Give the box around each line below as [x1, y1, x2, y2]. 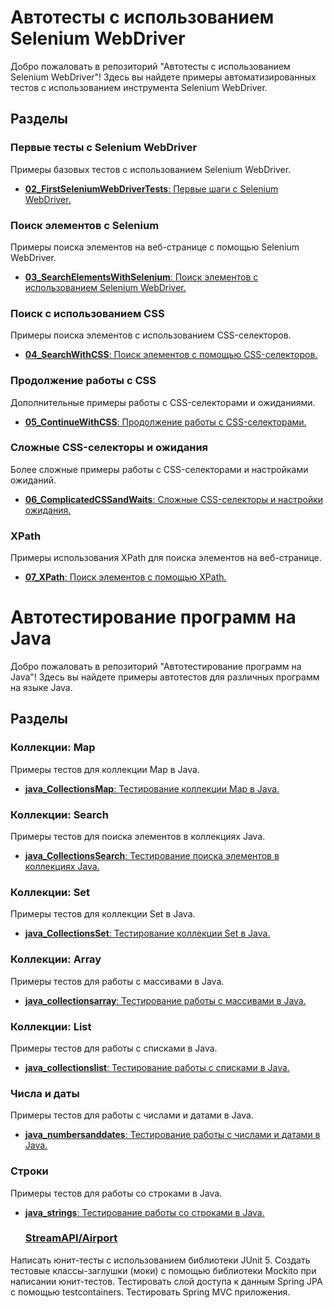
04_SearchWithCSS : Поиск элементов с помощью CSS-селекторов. [24, 349, 318, 361]
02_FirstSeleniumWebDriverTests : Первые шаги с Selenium [24, 182, 279, 195]
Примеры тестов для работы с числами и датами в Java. [10, 1109, 254, 1121]
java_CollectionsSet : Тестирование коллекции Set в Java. [24, 927, 271, 940]
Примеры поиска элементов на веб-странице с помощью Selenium [10, 241, 300, 253]
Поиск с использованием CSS [10, 306, 165, 320]
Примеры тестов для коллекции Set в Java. [10, 908, 196, 920]
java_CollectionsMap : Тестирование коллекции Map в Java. [24, 782, 280, 795]
